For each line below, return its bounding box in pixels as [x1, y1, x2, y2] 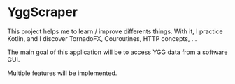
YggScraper [7, 4, 78, 20]
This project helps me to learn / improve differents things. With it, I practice [7, 27, 223, 35]
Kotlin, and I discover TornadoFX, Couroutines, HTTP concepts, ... [7, 34, 197, 42]
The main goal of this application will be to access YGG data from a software [7, 48, 228, 56]
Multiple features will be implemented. [7, 69, 117, 77]
